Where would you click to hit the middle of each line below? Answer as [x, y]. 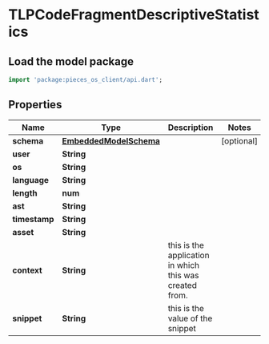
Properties [35, 105]
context [27, 270]
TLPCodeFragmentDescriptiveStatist [134, 15]
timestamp [33, 219]
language [31, 180]
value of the [190, 318]
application [189, 255]
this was [183, 275]
